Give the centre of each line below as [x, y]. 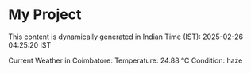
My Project [45, 15]
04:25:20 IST [30, 44]
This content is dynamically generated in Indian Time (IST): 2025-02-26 [126, 36]
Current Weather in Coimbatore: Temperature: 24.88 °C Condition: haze [125, 60]
